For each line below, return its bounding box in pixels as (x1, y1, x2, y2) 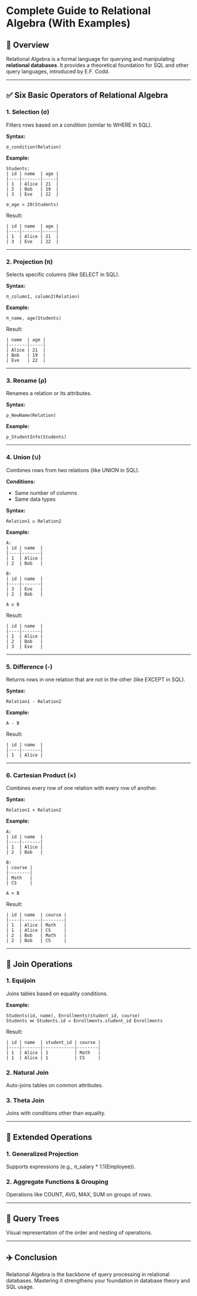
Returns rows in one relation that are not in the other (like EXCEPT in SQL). (6, 676, 186, 683)
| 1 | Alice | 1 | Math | (6, 1050, 101, 1056)
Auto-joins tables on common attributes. (6, 1082, 104, 1089)
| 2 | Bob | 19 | (6, 186, 59, 192)
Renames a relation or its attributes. (6, 390, 92, 397)
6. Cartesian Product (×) (6, 771, 76, 779)
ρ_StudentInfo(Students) (6, 434, 67, 440)
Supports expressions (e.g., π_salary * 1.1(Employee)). (6, 1163, 136, 1171)
